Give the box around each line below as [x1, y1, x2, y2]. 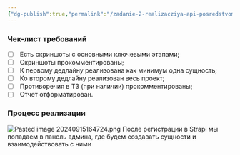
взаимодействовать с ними [7, 139, 91, 148]
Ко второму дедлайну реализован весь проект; [19, 74, 165, 82]
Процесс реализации [7, 108, 86, 118]
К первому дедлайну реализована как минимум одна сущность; [19, 66, 218, 75]
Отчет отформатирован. [19, 90, 94, 99]
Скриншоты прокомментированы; [19, 58, 124, 66]
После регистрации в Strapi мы [122, 124, 219, 133]
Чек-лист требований [7, 33, 87, 43]
